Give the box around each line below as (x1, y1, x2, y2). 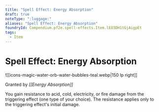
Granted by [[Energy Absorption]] (5, 82, 73, 87)
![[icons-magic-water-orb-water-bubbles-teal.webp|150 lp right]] (5, 72, 138, 78)
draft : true (5, 12, 30, 17)
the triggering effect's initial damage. (5, 101, 80, 107)
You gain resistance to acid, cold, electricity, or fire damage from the (5, 91, 144, 97)
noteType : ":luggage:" (5, 16, 52, 21)
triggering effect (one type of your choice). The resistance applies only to (5, 96, 154, 102)
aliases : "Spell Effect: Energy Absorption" (5, 21, 98, 26)
